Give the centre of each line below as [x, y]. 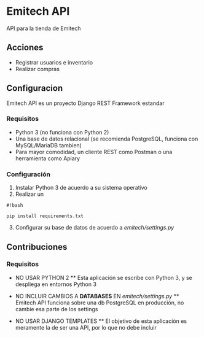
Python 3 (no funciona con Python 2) [62, 132]
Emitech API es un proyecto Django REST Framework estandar [85, 103]
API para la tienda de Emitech [44, 28]
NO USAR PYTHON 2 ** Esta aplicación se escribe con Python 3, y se [104, 277]
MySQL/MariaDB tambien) [48, 145]
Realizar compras [37, 69]
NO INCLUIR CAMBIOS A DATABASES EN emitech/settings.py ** [97, 296]
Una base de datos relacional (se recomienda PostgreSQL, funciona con [107, 139]
